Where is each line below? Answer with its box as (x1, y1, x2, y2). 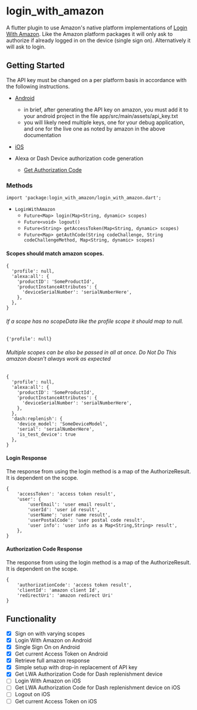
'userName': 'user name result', (27, 512, 111, 518)
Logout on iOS (14, 691, 51, 698)
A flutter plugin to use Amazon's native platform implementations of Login (6, 24, 188, 31)
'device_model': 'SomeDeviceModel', (17, 421, 109, 427)
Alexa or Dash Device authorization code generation (14, 155, 144, 162)
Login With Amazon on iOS (14, 677, 81, 684)
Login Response (6, 454, 47, 462)
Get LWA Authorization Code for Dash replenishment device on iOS (14, 684, 181, 691)
